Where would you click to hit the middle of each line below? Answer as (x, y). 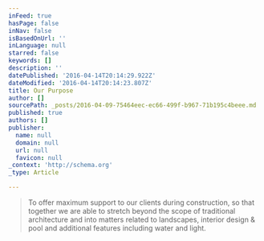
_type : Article (34, 173)
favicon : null (39, 157)
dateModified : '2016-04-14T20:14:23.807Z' (80, 83)
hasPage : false (34, 23)
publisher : (26, 128)
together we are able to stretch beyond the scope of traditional (132, 211)
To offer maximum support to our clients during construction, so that (141, 202)
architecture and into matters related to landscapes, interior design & (141, 219)
